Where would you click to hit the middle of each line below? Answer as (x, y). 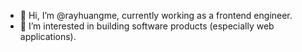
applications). (48, 36)
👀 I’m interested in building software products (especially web (147, 26)
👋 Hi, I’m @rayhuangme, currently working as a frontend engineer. (156, 15)
